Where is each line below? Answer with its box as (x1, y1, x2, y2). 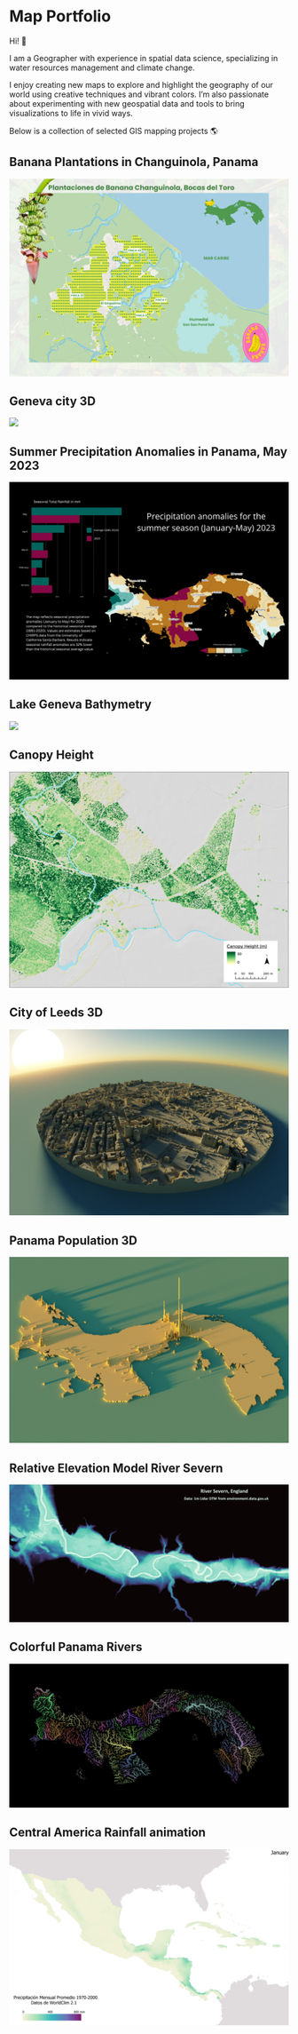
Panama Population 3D (9, 1233, 137, 1248)
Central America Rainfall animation (9, 1825, 207, 1840)
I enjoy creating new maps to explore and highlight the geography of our (9, 79, 273, 90)
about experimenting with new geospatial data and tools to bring (9, 98, 246, 108)
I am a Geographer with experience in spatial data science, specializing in (9, 52, 278, 63)
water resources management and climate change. (9, 62, 195, 73)
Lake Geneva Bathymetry (9, 697, 153, 712)
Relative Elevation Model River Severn (9, 1460, 223, 1475)
